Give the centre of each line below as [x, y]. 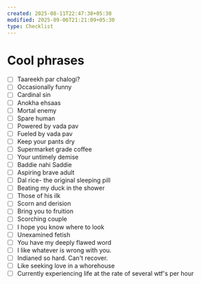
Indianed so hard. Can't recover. [62, 258]
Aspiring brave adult [46, 173]
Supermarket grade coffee [55, 149]
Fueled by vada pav [45, 133]
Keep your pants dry [46, 141]
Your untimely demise [48, 157]
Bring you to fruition [45, 211]
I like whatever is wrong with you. [64, 250]
